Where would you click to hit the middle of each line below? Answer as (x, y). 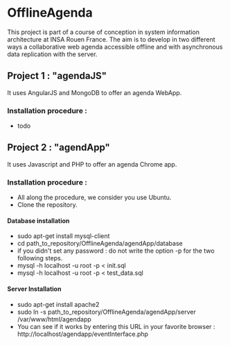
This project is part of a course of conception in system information (103, 32)
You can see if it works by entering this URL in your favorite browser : (116, 326)
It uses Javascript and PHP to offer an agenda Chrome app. (92, 164)
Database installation (38, 221)
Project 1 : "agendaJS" (57, 76)
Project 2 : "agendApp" (59, 148)
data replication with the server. (52, 54)
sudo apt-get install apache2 (58, 304)
